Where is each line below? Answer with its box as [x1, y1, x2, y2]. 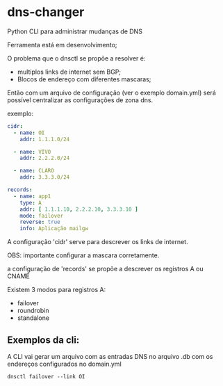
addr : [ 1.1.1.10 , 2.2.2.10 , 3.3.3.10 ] [19, 206, 138, 213]
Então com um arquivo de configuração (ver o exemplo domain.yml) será [7, 88, 217, 97]
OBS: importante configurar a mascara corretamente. [7, 251, 160, 259]
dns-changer [7, 4, 85, 20]
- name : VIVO [13, 148, 51, 155]
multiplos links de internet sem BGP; [17, 67, 122, 76]
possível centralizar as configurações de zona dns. [7, 95, 154, 104]
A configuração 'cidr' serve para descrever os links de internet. [7, 238, 189, 246]
